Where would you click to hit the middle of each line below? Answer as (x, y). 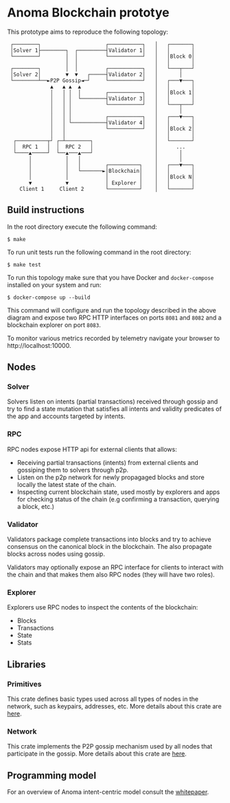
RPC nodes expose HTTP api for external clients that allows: (92, 449)
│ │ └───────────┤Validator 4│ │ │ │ (123, 123)
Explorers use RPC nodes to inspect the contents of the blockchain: (103, 607)
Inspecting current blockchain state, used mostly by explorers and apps (118, 492)
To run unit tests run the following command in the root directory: (99, 252)
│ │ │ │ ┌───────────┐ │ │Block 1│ (123, 92)
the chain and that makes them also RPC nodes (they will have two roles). (111, 575)
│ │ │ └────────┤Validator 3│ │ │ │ (123, 98)
